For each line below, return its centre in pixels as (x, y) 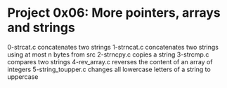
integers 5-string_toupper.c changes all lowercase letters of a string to (109, 69)
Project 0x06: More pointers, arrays (114, 13)
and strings (41, 28)
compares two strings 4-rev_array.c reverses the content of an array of (110, 61)
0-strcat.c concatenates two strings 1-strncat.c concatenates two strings (113, 47)
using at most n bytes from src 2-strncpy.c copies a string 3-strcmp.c (108, 54)
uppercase (23, 76)
